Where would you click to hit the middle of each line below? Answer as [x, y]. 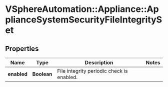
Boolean [42, 74]
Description [99, 62]
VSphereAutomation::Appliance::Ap [82, 9]
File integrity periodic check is [92, 71]
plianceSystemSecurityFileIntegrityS [84, 20]
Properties [22, 48]
